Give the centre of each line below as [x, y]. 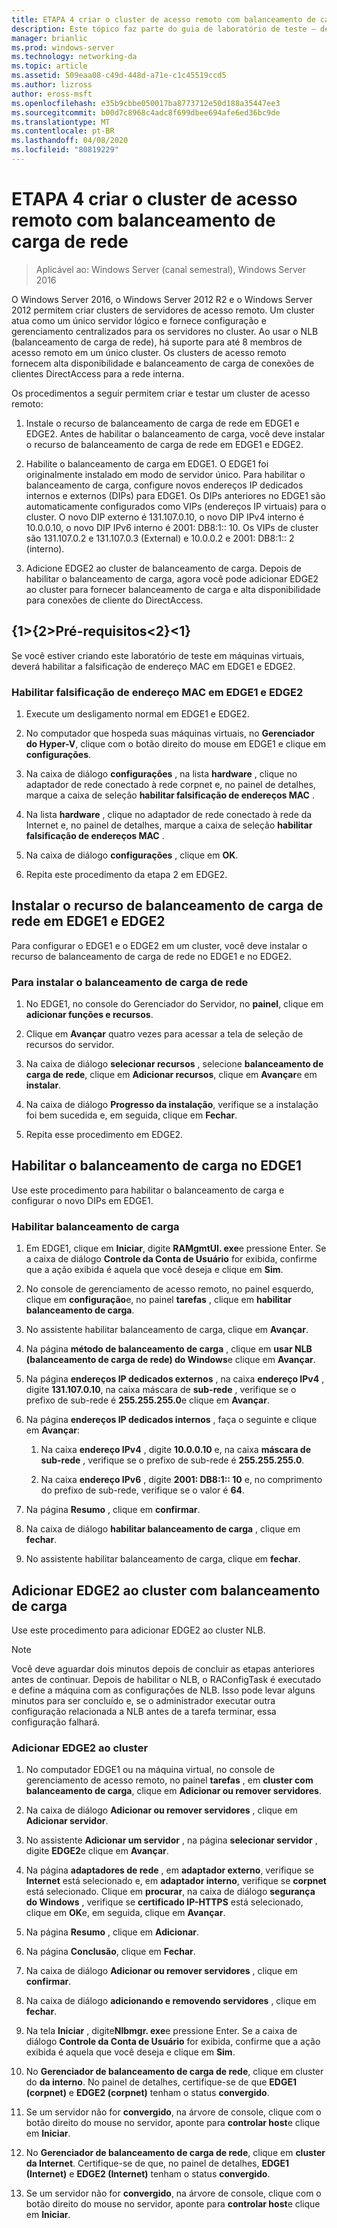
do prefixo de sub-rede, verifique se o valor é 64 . [143, 1490]
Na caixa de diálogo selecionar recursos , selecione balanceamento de [174, 1064]
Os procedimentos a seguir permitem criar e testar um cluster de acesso [161, 393]
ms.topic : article [49, 66]
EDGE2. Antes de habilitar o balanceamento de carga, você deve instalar [175, 433]
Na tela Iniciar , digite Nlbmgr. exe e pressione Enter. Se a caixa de [161, 2031]
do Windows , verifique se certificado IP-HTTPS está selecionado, [164, 1902]
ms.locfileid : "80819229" [65, 150]
